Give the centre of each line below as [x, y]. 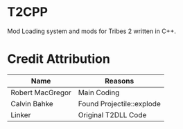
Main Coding [99, 92]
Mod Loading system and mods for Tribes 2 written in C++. [92, 31]
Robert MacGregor [41, 92]
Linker [21, 115]
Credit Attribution [59, 59]
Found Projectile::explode [119, 103]
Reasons [120, 81]
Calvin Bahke [32, 103]
